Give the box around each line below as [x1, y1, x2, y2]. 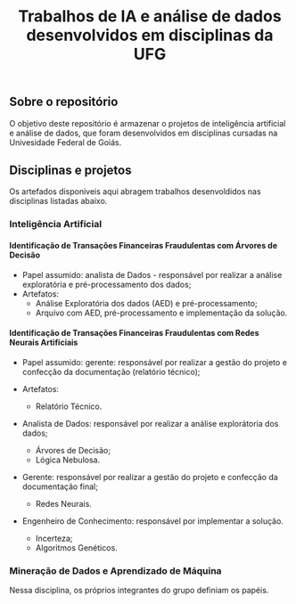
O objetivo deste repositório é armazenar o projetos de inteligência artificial [9, 118, 286, 128]
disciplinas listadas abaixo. [9, 196, 108, 207]
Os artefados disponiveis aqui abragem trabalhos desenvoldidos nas [9, 186, 261, 197]
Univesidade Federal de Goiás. [9, 136, 122, 148]
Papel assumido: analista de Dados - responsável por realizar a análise [21, 269, 283, 280]
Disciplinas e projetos [9, 163, 132, 177]
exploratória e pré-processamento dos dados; [21, 279, 192, 290]
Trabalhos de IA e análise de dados [17, 6, 283, 27]
